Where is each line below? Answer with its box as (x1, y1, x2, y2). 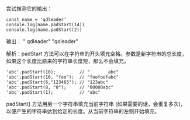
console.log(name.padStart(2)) (6, 27, 82, 33)
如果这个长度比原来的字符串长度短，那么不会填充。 (6, 58, 129, 64)
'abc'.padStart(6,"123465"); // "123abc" (6, 79, 109, 85)
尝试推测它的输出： (6, 5, 53, 12)
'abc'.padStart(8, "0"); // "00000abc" (6, 84, 114, 90)
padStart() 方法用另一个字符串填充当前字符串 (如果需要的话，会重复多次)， (6, 101, 186, 107)
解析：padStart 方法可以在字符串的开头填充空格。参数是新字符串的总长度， (6, 50, 187, 57)
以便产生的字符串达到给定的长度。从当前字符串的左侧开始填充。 (6, 108, 160, 115)
